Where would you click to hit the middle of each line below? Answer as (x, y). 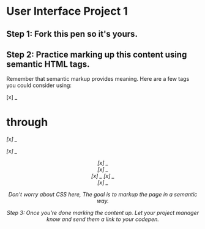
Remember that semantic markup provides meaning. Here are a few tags (98, 79)
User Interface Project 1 (67, 11)
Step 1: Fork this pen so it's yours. (72, 34)
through (27, 122)
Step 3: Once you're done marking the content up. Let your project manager (103, 213)
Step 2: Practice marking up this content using (97, 54)
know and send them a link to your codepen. (103, 219)
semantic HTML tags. (48, 64)
